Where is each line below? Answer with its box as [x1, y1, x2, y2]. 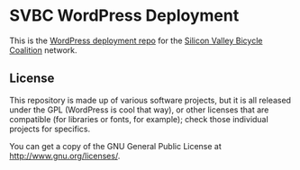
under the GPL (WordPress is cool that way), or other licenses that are [9, 104, 269, 115]
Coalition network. [9, 44, 78, 55]
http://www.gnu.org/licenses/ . [9, 150, 121, 161]
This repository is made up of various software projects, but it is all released [9, 94, 291, 105]
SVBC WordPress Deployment [9, 5, 240, 26]
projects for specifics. [9, 123, 91, 134]
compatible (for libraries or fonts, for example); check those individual [9, 113, 268, 124]
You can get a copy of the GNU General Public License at [9, 140, 223, 151]
